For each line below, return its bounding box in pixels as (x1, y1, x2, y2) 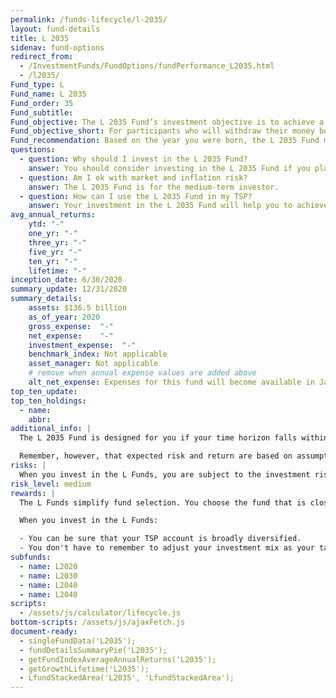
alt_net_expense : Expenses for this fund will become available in (28, 377, 315, 387)
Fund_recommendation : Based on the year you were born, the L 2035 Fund (10, 136, 320, 146)
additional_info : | (10, 424, 92, 434)
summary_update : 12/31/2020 (10, 284, 128, 295)
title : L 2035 (10, 33, 70, 43)
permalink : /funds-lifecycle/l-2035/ (10, 14, 168, 25)
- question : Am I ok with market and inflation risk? (19, 172, 248, 183)
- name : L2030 (19, 571, 78, 581)
